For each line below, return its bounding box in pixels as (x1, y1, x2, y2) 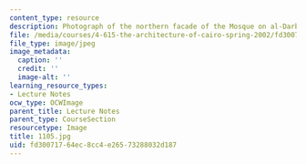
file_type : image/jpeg (9, 38, 96, 48)
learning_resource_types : (9, 81, 107, 90)
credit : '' (17, 65, 59, 74)
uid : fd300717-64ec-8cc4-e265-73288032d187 (9, 140, 178, 149)
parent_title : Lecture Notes (9, 107, 120, 116)
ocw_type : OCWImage (9, 97, 84, 108)
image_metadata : (9, 47, 71, 56)
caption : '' (17, 56, 64, 65)
